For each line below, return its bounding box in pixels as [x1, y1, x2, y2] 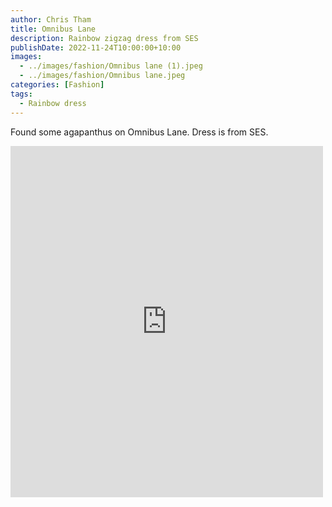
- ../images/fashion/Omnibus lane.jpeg [19, 71, 186, 81]
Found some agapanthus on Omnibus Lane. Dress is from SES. [10, 126, 269, 138]
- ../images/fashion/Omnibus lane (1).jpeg [19, 61, 203, 71]
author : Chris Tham [10, 14, 92, 25]
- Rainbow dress [19, 98, 87, 108]
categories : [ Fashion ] [10, 80, 105, 90]
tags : [10, 89, 33, 99]
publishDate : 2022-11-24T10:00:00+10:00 [10, 42, 182, 53]
